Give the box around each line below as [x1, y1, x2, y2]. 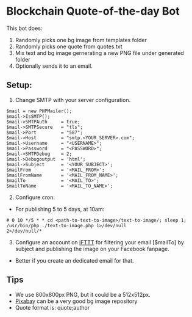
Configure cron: [15, 194, 55, 201]
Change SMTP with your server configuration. [15, 96, 131, 103]
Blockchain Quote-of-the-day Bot [6, 4, 180, 18]
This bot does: [6, 24, 43, 32]
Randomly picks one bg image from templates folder [15, 36, 148, 43]
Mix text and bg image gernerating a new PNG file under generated [15, 49, 184, 56]
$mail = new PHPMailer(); [6, 108, 72, 114]
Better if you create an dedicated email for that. [15, 257, 134, 264]
